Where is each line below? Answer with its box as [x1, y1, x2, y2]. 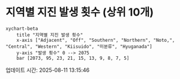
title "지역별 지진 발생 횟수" [16, 32, 83, 38]
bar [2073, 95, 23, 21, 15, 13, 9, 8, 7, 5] [16, 55, 130, 61]
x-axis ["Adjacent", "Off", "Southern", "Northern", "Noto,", [16, 37, 175, 43]
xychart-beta [5, 25, 38, 32]
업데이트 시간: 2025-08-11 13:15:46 [5, 66, 90, 74]
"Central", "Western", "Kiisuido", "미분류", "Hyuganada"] [5, 43, 152, 50]
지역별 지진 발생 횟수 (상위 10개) [5, 5, 154, 19]
